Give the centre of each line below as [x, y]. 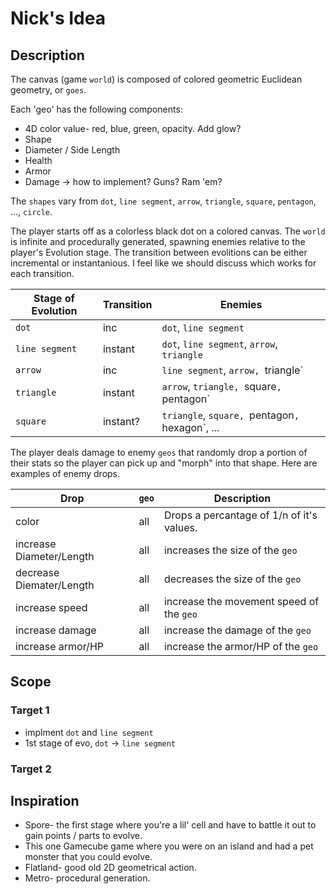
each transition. [42, 273]
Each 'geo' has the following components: [96, 109]
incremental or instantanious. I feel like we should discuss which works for [163, 263]
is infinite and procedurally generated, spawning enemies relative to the [158, 241]
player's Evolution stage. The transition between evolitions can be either [159, 252]
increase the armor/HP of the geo [241, 646]
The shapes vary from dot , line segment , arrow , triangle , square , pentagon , [163, 201]
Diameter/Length [55, 556]
